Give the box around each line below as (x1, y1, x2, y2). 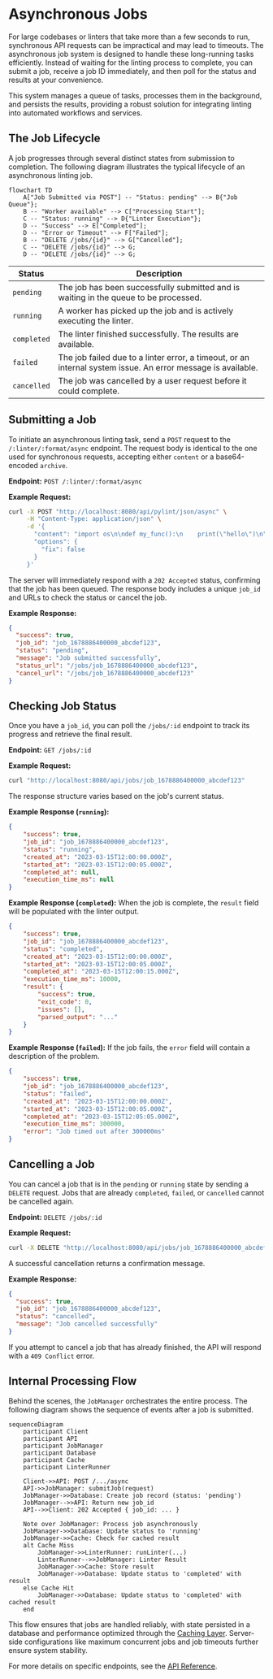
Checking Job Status (8, 699, 117, 713)
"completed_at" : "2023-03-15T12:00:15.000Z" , (23, 968, 180, 976)
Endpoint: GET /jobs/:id (8, 745, 92, 755)
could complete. (58, 385, 120, 397)
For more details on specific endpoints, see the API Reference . (8, 1661, 218, 1671)
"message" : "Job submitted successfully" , (15, 654, 162, 662)
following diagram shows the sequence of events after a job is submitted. (8, 1404, 254, 1414)
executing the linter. (58, 315, 134, 326)
